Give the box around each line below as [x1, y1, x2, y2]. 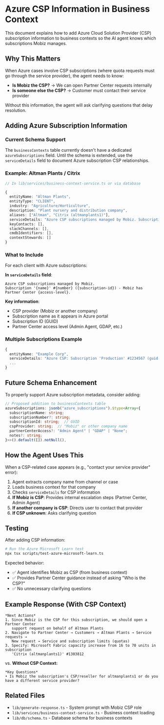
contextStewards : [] [9, 235, 51, 240]
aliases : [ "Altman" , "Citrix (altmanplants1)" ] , [9, 212, 110, 217]
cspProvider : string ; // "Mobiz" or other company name [9, 424, 128, 429]
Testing [5, 524, 29, 532]
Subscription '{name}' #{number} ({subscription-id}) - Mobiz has [5, 286, 143, 291]
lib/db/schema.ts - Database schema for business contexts [12, 715, 133, 721]
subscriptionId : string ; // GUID [9, 419, 80, 424]
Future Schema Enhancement [5, 379, 97, 387]
